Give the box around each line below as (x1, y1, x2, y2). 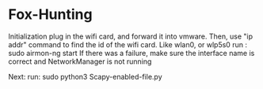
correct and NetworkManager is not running (8, 57, 152, 66)
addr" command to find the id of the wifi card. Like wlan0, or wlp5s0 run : (8, 39, 248, 49)
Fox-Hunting (8, 6, 93, 24)
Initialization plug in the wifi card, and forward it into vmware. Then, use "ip (8, 32, 253, 41)
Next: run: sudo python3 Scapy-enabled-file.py (8, 72, 162, 81)
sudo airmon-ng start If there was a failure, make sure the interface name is (8, 48, 255, 57)
